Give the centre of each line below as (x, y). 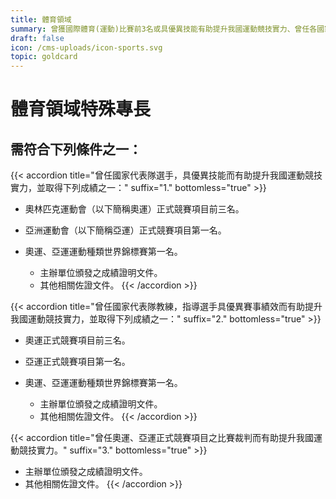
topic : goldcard (44, 57)
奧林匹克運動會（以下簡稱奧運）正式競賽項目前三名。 (134, 209)
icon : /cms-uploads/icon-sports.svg (86, 47)
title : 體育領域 (41, 19)
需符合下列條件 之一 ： (76, 149)
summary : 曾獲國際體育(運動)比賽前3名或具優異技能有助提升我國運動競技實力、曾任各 (164, 29)
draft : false (37, 38)
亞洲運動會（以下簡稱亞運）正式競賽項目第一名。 (125, 230)
